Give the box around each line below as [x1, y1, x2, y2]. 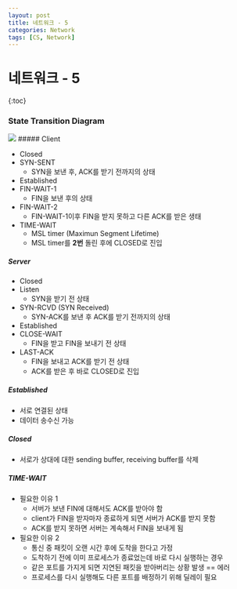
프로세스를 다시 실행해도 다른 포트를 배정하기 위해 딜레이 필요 [31, 573, 217, 582]
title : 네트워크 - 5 [8, 19, 69, 27]
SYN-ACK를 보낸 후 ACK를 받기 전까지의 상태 [31, 312, 171, 322]
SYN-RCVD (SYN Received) [19, 303, 110, 312]
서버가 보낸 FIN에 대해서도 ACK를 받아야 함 [31, 504, 163, 514]
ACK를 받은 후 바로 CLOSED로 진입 [31, 366, 139, 376]
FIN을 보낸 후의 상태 [31, 194, 93, 203]
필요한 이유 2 [19, 533, 60, 543]
